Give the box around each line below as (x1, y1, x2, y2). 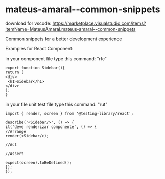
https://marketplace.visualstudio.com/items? (52, 20, 147, 27)
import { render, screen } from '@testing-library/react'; (5, 111, 134, 116)
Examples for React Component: (5, 45, 74, 52)
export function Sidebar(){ (5, 65, 65, 70)
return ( (5, 70, 24, 75)
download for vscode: (5, 20, 52, 27)
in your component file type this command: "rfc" (5, 55, 107, 62)
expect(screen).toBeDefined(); (5, 160, 72, 165)
